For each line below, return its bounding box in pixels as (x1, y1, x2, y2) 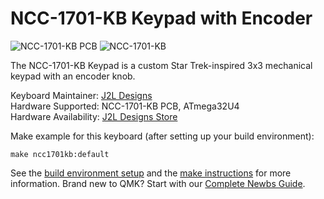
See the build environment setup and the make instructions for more (10, 167, 292, 179)
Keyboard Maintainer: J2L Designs (10, 89, 153, 101)
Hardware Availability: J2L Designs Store (10, 110, 178, 122)
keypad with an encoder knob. (10, 70, 136, 82)
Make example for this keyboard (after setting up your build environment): (10, 130, 315, 142)
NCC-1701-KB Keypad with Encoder (10, 7, 313, 30)
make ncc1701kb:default (10, 149, 110, 159)
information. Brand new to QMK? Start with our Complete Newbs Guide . (10, 177, 306, 189)
